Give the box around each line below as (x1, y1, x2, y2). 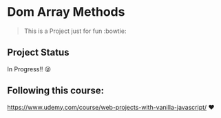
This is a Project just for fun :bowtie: (23, 27, 127, 35)
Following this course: (7, 85, 105, 97)
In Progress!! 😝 (7, 64, 52, 73)
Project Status (7, 47, 70, 58)
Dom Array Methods (7, 4, 125, 20)
